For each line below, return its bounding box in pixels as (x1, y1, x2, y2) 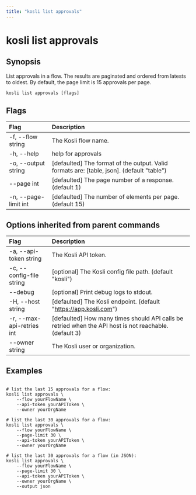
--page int (9, 179, 39, 188)
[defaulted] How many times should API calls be (51, 314, 184, 323)
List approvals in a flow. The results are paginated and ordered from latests (6, 72, 187, 79)
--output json (16, 483, 51, 490)
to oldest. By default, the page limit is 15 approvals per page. (6, 78, 152, 85)
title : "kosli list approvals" (6, 8, 82, 15)
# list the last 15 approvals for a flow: (6, 386, 111, 392)
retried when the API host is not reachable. (51, 322, 169, 330)
